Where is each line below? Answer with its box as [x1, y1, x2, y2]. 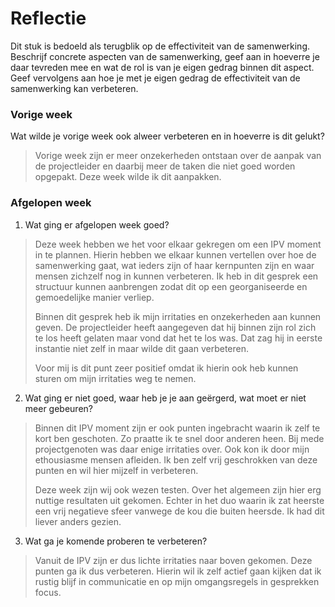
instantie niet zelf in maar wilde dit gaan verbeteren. [34, 342, 250, 354]
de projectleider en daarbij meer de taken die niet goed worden [34, 160, 296, 172]
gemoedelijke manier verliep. [34, 291, 155, 303]
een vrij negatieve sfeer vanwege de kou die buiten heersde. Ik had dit [34, 505, 325, 517]
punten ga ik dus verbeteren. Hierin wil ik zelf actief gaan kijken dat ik [34, 565, 322, 577]
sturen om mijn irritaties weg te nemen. [34, 372, 197, 384]
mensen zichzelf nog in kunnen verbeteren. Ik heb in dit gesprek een [34, 270, 319, 282]
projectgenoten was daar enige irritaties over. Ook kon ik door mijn [34, 443, 310, 455]
